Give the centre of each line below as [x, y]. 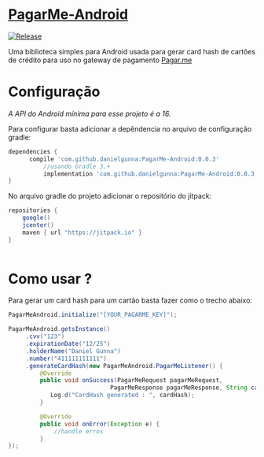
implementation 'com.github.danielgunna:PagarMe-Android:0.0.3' [150, 174]
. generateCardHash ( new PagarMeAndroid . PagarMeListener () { [124, 366]
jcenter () [38, 225]
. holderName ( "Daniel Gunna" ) [73, 351]
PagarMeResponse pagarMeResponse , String [178, 388]
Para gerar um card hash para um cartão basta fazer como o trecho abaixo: [130, 300]
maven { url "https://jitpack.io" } [82, 232]
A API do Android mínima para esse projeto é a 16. [90, 113]
